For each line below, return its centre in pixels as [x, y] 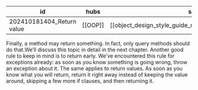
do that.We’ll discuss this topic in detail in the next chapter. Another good [95, 50]
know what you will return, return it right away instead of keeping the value [97, 75]
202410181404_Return [43, 21]
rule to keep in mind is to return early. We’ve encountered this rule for [90, 56]
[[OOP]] [93, 25]
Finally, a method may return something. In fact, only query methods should [98, 43]
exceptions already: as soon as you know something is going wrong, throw [97, 62]
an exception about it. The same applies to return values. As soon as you [94, 68]
